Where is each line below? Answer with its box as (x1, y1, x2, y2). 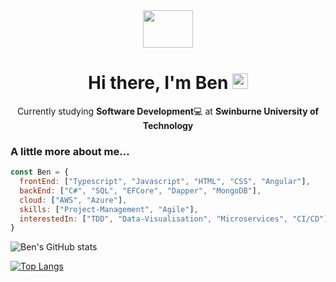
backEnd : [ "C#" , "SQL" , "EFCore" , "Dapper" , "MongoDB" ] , (19, 185, 262, 196)
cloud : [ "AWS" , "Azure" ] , (19, 195, 128, 205)
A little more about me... (10, 144, 130, 158)
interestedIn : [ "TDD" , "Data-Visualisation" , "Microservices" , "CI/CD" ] (19, 214, 329, 224)
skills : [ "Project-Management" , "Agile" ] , (19, 204, 199, 214)
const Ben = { (10, 167, 70, 178)
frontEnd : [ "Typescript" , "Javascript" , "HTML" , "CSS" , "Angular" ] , (19, 177, 311, 187)
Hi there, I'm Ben (88, 72, 229, 94)
